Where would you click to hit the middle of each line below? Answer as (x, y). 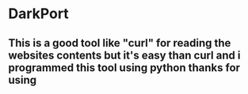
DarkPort (38, 14)
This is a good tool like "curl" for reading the (120, 43)
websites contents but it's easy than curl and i (124, 55)
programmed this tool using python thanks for (124, 68)
